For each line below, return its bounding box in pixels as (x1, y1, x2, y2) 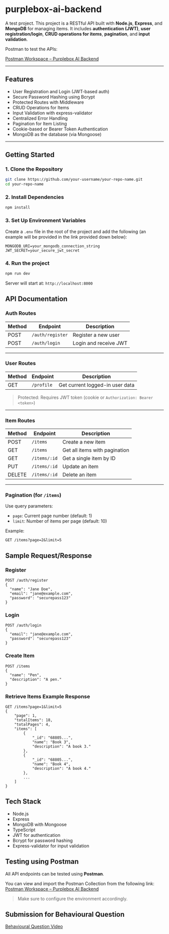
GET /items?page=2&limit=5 (5, 538, 62, 543)
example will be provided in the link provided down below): (5, 234, 127, 240)
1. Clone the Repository (5, 166, 63, 173)
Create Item (5, 652, 35, 659)
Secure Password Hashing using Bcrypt (12, 94, 95, 100)
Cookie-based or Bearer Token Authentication (12, 126, 108, 132)
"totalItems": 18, (14, 717, 53, 723)
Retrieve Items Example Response (5, 693, 91, 700)
